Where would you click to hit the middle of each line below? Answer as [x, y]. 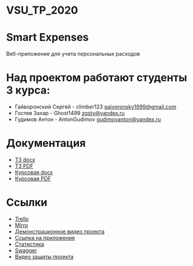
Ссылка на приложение [45, 238]
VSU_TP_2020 [42, 10]
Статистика [29, 244]
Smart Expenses [48, 38]
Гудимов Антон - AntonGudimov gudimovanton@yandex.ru [88, 120]
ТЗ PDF [24, 166]
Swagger [26, 250]
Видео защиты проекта [44, 257]
